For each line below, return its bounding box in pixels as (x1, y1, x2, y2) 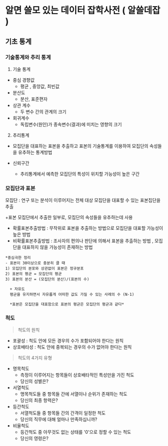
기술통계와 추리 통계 (5, 54, 51, 61)
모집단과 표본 (5, 185, 36, 192)
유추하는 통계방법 (18, 149, 52, 155)
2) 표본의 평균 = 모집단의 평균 (5, 271, 62, 277)
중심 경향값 (12, 77, 35, 83)
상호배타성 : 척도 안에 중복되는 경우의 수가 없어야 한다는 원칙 (12, 344, 132, 350)
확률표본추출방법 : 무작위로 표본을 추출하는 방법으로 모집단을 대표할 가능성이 (12, 225, 163, 231)
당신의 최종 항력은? (20, 397, 58, 403)
